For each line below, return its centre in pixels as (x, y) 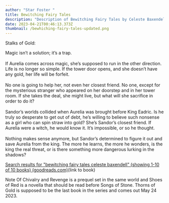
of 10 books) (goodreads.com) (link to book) (50, 170)
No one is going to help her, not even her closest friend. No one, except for (83, 85)
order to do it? (20, 101)
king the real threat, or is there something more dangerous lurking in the (80, 149)
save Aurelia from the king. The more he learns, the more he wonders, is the (84, 144)
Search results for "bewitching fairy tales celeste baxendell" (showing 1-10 (82, 165)
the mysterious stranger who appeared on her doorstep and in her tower (80, 90)
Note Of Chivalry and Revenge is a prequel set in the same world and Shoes (84, 180)
